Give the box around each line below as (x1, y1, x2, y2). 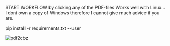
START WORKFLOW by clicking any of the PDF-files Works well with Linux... (5, 5, 166, 10)
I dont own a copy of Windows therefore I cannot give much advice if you (5, 10, 160, 16)
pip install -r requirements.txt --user (5, 25, 81, 31)
